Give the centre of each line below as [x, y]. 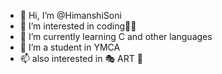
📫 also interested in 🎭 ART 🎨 [81, 58]
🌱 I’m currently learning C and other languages [116, 36]
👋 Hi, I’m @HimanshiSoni [70, 15]
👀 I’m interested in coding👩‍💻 [78, 26]
